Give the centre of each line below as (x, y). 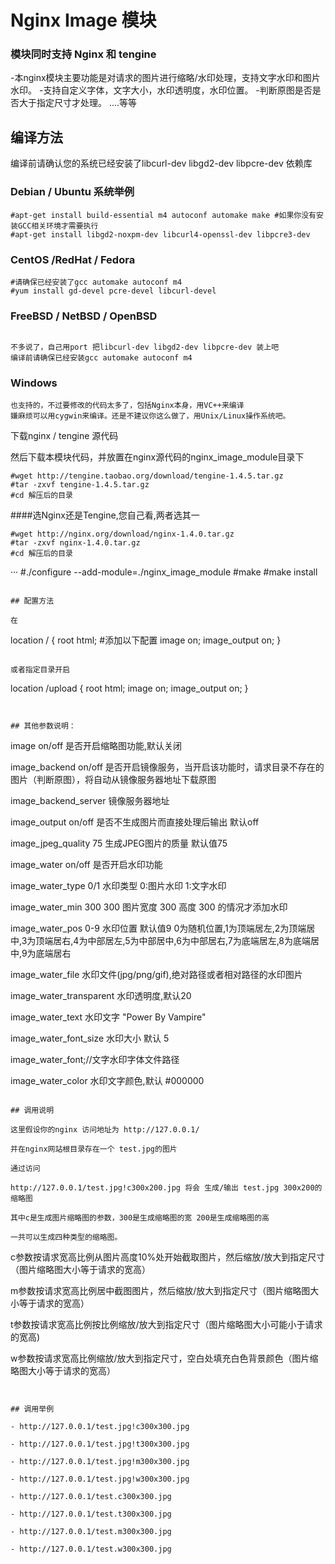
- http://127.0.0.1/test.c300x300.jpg (91, 1497)
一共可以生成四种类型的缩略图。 (66, 1237)
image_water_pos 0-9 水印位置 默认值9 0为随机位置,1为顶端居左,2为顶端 (158, 928)
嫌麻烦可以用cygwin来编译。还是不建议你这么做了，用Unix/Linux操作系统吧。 (150, 416)
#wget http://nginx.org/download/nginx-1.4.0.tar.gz (122, 534)
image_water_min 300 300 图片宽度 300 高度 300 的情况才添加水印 (149, 907)
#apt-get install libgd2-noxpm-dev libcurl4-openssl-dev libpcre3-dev (160, 234)
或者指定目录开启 (40, 670)
